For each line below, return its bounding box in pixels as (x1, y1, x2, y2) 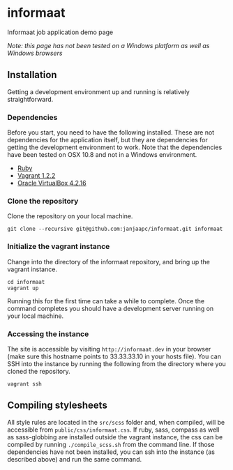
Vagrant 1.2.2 (17, 172, 56, 180)
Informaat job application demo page (7, 28, 114, 36)
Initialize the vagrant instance (7, 242, 110, 252)
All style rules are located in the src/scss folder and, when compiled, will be (7, 418, 225, 426)
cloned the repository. (7, 367, 71, 375)
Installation (7, 69, 57, 81)
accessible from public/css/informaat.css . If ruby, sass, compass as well (7, 425, 220, 434)
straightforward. (7, 95, 54, 103)
